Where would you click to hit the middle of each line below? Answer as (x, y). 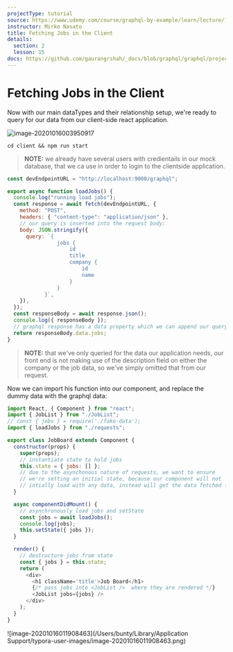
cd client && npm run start (48, 146)
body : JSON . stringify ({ (54, 230)
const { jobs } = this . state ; (63, 562)
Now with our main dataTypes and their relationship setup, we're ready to (112, 112)
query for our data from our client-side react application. (88, 119)
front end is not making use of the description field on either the (115, 360)
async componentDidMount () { (55, 504)
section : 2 (29, 46)
